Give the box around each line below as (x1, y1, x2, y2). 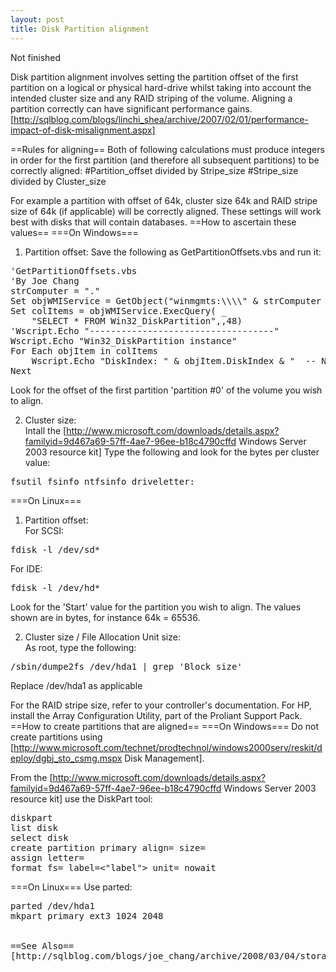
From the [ (10, 771, 53, 783)
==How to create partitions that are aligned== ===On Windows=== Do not (10, 720, 320, 732)
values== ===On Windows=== (10, 226, 139, 238)
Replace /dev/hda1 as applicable (10, 679, 143, 691)
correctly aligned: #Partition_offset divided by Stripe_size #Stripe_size (10, 164, 299, 176)
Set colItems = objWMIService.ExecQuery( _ (10, 305, 227, 316)
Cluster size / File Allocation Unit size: (24, 631, 181, 643)
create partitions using (10, 731, 103, 743)
